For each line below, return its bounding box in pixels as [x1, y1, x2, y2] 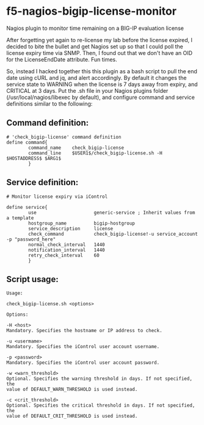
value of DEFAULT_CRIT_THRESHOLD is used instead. [6, 413, 138, 420]
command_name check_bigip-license [28, 145, 124, 151]
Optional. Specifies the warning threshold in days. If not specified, [6, 376, 192, 382]
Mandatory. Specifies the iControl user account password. [6, 360, 160, 366]
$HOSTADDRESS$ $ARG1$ [6, 155, 62, 161]
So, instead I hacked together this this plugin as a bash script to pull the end [6, 67, 197, 74]
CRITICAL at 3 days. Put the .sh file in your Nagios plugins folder [6, 87, 169, 94]
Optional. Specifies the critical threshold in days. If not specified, [6, 402, 195, 409]
